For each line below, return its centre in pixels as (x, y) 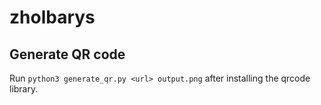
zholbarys (52, 17)
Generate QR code (67, 54)
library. (24, 89)
